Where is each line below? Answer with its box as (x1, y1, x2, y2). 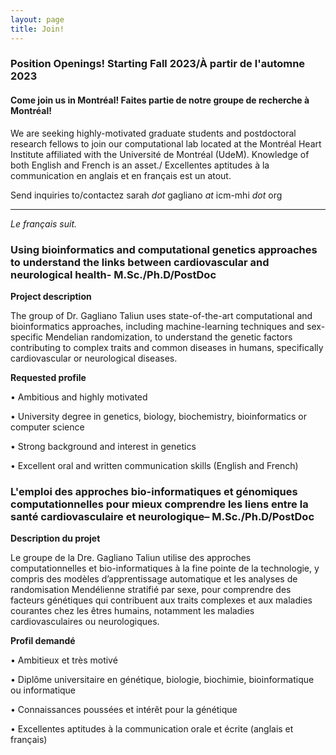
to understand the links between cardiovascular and (10, 255, 270, 269)
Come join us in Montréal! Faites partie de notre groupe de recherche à (10, 94, 310, 106)
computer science (10, 421, 85, 433)
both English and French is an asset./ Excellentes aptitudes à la (10, 159, 270, 171)
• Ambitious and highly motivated (10, 391, 148, 403)
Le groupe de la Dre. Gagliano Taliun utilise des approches (10, 552, 252, 564)
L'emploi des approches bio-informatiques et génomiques (10, 484, 298, 498)
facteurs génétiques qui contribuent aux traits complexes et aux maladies (10, 594, 313, 606)
